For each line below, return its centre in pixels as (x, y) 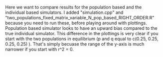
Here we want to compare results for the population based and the (74, 7)
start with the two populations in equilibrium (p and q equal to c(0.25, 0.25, (82, 39)
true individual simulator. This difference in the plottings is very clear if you (82, 33)
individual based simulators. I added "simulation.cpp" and (64, 12)
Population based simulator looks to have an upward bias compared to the (81, 28)
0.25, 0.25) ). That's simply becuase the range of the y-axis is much (75, 44)
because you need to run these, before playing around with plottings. (76, 23)
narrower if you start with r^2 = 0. (39, 49)
